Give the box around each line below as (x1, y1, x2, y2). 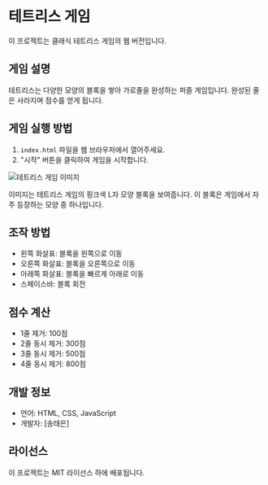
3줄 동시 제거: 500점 (19, 349, 86, 359)
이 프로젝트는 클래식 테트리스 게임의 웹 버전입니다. (8, 36, 167, 46)
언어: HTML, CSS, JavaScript (19, 409, 116, 417)
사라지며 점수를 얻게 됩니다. (16, 95, 104, 105)
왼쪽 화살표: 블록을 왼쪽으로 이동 (19, 249, 123, 259)
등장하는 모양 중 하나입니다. (16, 199, 104, 209)
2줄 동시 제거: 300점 (19, 339, 86, 348)
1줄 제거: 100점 (19, 329, 68, 339)
